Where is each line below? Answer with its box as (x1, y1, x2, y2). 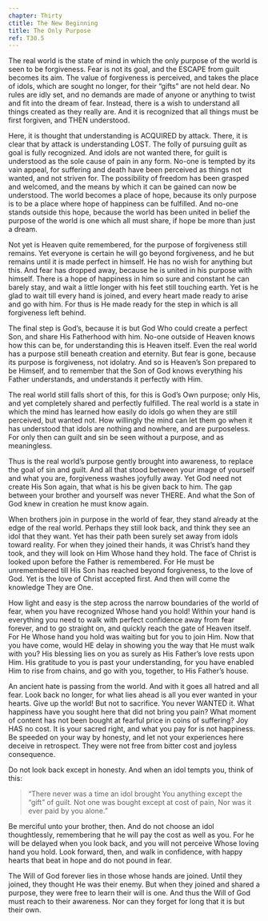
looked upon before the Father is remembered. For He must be (8, 557, 214, 567)
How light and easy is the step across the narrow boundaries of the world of (8, 598, 259, 608)
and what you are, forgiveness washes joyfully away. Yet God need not (8, 474, 242, 483)
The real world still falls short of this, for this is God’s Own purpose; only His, (8, 390, 261, 400)
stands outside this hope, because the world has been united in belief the (8, 207, 250, 217)
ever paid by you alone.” (27, 806, 108, 816)
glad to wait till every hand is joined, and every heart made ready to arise (8, 291, 249, 301)
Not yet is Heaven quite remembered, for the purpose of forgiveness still (8, 240, 247, 250)
